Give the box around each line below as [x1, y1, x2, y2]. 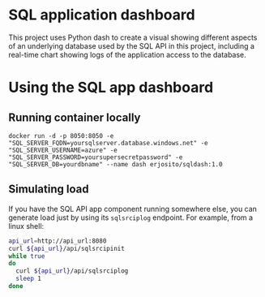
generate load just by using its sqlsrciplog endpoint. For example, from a [8, 213, 254, 222]
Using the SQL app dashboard [8, 79, 214, 97]
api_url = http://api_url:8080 [8, 237, 107, 245]
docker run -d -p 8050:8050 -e [8, 131, 114, 140]
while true [8, 252, 45, 260]
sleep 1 [15, 274, 42, 283]
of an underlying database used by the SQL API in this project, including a [8, 41, 255, 50]
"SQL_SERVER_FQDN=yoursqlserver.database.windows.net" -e [8, 139, 208, 147]
